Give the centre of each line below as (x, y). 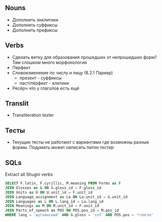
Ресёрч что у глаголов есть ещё (46, 88)
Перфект (21, 67)
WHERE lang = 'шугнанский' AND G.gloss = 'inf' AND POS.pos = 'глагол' (79, 215)
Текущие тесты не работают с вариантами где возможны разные (81, 142)
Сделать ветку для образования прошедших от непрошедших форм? (84, 57)
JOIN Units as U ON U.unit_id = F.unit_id (49, 192)
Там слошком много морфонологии (50, 62)
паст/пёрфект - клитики (44, 83)
